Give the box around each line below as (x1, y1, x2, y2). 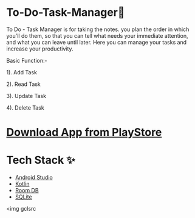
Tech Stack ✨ (6, 153, 76, 167)
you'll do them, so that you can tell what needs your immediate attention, (6, 32, 188, 39)
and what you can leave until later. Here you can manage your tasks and (6, 38, 187, 46)
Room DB (15, 187, 39, 194)
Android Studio (15, 174, 53, 181)
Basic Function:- (6, 57, 47, 64)
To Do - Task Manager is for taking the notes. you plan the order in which (6, 26, 190, 33)
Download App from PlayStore (6, 125, 162, 139)
